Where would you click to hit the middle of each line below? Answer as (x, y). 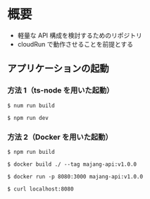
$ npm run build (31, 152)
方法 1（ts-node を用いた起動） (61, 90)
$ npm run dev (28, 118)
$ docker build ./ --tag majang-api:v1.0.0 (72, 164)
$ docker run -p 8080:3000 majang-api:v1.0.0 (75, 176)
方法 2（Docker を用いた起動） (60, 137)
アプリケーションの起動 (58, 69)
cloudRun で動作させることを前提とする (75, 44)
